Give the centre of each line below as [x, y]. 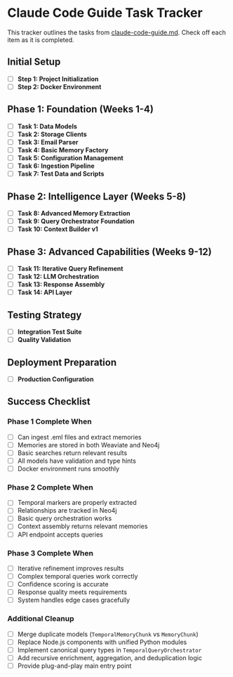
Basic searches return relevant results [72, 453]
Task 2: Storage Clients [52, 134]
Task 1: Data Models [47, 126]
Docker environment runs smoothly [68, 468]
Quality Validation [44, 340]
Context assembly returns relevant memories [82, 526]
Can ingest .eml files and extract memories [79, 437]
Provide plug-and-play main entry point [74, 666]
